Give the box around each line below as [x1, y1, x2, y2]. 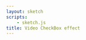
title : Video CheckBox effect [6, 25, 81, 31]
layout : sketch [6, 8, 44, 15]
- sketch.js [16, 19, 46, 25]
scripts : [6, 14, 28, 20]
